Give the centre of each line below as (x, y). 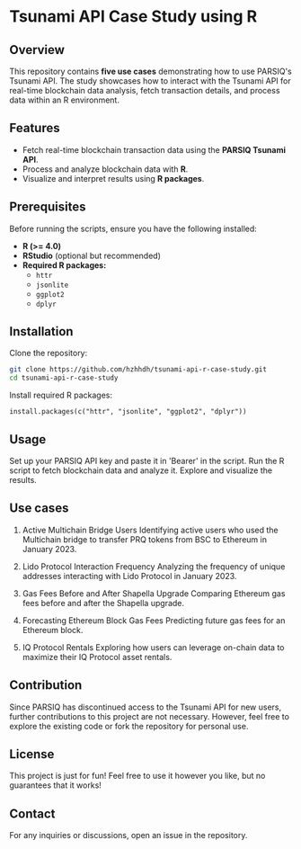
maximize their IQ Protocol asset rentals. (97, 657)
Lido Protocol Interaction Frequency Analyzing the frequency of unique (154, 566)
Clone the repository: (49, 353)
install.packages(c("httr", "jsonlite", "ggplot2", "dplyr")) (128, 412)
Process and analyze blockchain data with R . (105, 169)
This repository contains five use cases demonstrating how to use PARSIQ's (150, 71)
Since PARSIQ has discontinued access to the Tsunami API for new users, (146, 707)
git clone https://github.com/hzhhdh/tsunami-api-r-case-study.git (138, 370)
